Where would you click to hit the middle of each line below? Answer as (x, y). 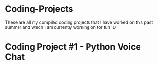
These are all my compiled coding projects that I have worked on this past (79, 22)
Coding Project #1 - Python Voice (73, 47)
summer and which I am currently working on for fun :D (61, 27)
